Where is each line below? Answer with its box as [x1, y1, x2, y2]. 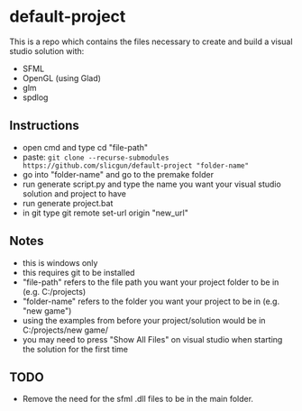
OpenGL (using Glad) [22, 72, 102, 83]
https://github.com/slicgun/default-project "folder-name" [22, 160, 250, 170]
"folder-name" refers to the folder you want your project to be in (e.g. [22, 296, 280, 306]
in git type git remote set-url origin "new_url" [22, 207, 189, 218]
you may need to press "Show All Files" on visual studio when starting [22, 333, 283, 344]
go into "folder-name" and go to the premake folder [22, 169, 215, 179]
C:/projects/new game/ [22, 324, 109, 335]
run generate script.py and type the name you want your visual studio [22, 178, 281, 189]
